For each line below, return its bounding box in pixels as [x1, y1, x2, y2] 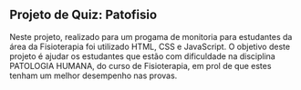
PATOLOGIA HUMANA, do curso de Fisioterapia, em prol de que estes [9, 60, 272, 71]
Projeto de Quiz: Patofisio [9, 7, 158, 23]
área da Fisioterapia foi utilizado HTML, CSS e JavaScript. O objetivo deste [9, 41, 290, 52]
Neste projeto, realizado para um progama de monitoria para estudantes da [9, 31, 293, 42]
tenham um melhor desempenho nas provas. [9, 70, 178, 81]
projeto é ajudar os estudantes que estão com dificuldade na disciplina [9, 50, 275, 62]
